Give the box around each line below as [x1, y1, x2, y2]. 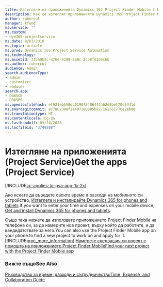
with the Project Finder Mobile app [5, 248, 74, 254]
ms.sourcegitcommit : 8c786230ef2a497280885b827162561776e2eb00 [5, 107, 136, 112]
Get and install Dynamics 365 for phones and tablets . [5, 208, 112, 213]
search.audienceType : [5, 71, 49, 76]
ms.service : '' [5, 25, 36, 30]
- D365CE [5, 93, 23, 98]
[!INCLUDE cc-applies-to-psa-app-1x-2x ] [5, 183, 87, 189]
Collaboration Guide [5, 276, 45, 283]
